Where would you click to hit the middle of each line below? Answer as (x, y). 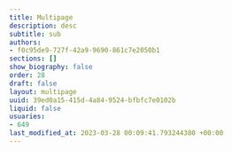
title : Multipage (41, 17)
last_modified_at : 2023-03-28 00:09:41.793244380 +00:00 (116, 133)
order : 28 (27, 75)
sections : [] (33, 59)
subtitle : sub (35, 34)
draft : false (33, 83)
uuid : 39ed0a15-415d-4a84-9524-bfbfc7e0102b (93, 100)
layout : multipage (43, 91)
